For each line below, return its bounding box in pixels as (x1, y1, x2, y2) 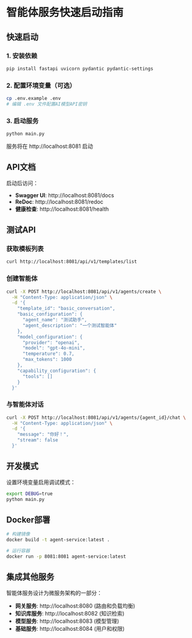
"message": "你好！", (17, 432, 69, 438)
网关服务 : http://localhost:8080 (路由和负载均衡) (15, 602, 135, 609)
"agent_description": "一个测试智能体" (22, 322, 117, 329)
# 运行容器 (6, 548, 30, 554)
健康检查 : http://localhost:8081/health (15, 205, 109, 212)
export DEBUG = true (6, 491, 53, 497)
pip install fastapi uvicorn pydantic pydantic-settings (6, 65, 154, 72)
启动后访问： (6, 179, 38, 186)
